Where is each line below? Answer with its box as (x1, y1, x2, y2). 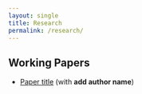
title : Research (8, 19, 62, 27)
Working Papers (8, 56, 90, 69)
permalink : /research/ (8, 26, 84, 34)
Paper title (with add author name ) (19, 77, 134, 87)
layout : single (8, 11, 59, 20)
